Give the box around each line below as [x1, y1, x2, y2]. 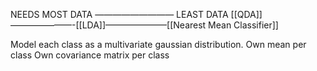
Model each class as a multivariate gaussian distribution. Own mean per [10, 39, 307, 50]
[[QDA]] [230, 9, 263, 20]
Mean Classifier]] [208, 19, 279, 31]
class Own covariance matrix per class [10, 49, 170, 61]
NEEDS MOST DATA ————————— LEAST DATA [10, 9, 229, 20]
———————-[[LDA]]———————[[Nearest [10, 19, 207, 31]
